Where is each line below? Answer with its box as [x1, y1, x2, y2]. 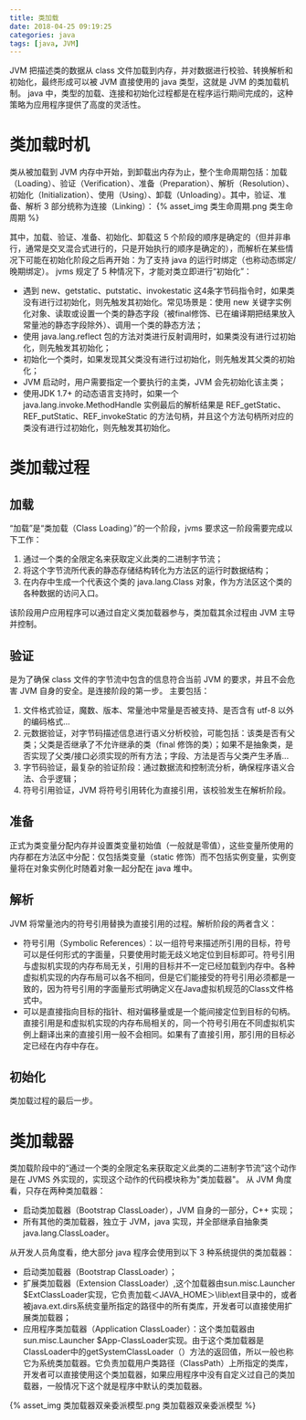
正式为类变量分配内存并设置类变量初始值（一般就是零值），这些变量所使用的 [9, 839, 294, 850]
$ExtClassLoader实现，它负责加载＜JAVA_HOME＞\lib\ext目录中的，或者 [22, 1289, 298, 1300]
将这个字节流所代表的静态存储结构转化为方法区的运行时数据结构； [22, 565, 271, 576]
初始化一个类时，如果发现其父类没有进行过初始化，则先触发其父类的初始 [22, 353, 295, 365]
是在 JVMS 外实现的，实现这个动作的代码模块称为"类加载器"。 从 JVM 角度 [9, 1174, 292, 1185]
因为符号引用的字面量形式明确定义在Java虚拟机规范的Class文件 [47, 983, 286, 994]
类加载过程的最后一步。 [9, 1095, 98, 1106]
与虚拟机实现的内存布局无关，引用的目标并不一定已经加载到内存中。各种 [22, 960, 295, 971]
